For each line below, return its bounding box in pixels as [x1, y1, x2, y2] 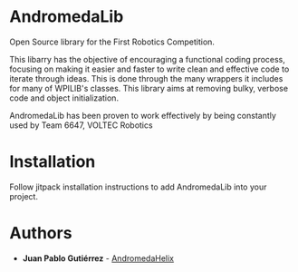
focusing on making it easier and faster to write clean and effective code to [9, 63, 290, 74]
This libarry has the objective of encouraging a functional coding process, [9, 53, 285, 64]
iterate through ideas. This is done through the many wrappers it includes [9, 73, 284, 83]
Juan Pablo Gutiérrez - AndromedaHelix [22, 252, 175, 264]
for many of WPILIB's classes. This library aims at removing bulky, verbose [9, 83, 288, 93]
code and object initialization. [9, 92, 120, 103]
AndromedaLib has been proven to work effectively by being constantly [9, 110, 276, 121]
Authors [9, 223, 72, 244]
